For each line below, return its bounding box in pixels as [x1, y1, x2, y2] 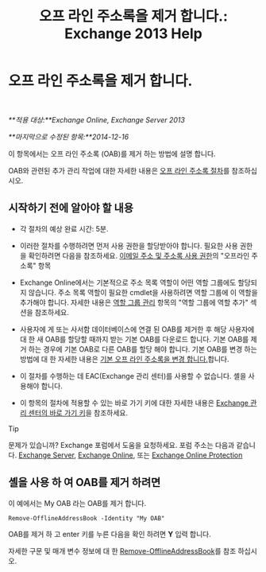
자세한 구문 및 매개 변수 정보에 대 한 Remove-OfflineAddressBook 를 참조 [8, 546, 237, 555]
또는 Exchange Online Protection [137, 450, 243, 460]
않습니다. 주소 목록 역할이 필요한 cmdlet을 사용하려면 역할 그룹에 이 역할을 [28, 287, 258, 297]
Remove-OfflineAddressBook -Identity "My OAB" [8, 514, 165, 522]
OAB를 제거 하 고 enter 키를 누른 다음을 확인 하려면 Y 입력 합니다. [8, 529, 212, 539]
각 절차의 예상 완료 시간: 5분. [19, 224, 109, 233]
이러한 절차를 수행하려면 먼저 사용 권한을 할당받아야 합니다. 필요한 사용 [19, 240, 238, 251]
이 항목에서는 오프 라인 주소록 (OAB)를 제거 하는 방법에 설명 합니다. [8, 149, 216, 158]
